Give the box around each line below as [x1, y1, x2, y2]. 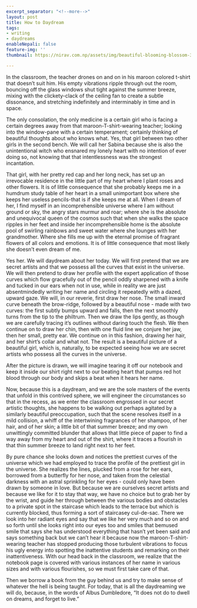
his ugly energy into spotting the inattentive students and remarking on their [6, 546, 189, 553]
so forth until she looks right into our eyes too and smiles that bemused [6, 521, 178, 528]
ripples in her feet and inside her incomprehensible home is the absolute [6, 220, 181, 227]
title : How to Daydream [6, 19, 64, 25]
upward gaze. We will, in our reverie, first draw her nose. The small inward [6, 294, 186, 301]
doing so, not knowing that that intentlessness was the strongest [6, 153, 162, 160]
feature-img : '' [6, 47, 46, 53]
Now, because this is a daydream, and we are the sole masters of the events [6, 385, 191, 393]
